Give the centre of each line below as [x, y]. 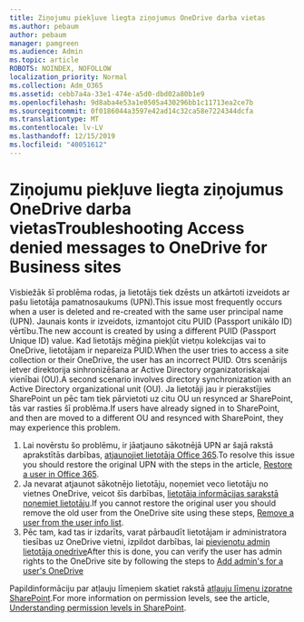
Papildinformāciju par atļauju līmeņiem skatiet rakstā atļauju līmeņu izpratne [151, 588]
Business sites [65, 267]
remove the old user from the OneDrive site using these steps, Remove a [158, 512]
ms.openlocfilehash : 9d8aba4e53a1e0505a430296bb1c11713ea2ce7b [132, 102]
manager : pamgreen [44, 43]
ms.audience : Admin [46, 52]
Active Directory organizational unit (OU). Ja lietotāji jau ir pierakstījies [140, 388]
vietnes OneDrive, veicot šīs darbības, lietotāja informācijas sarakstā [150, 493]
